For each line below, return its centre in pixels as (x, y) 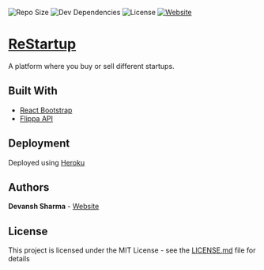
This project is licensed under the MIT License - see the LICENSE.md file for (132, 250)
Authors (29, 187)
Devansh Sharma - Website (54, 207)
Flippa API (36, 118)
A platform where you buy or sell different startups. (92, 66)
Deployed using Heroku (47, 162)
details (19, 259)
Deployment (39, 144)
